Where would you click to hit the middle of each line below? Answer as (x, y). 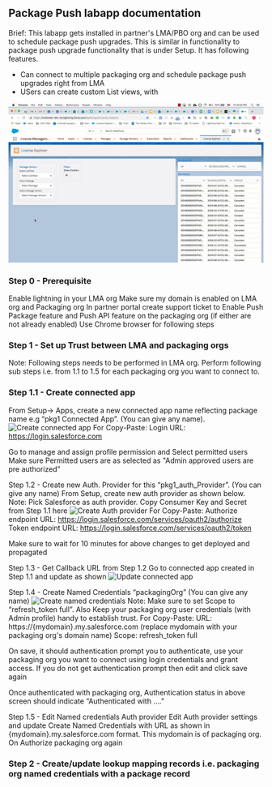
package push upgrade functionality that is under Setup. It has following (129, 50)
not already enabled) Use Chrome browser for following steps (111, 324)
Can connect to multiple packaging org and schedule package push (133, 74)
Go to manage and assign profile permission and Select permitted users (128, 451)
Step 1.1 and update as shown (57, 576)
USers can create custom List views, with (89, 92)
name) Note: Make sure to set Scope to (122, 601)
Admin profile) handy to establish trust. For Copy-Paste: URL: (110, 618)
